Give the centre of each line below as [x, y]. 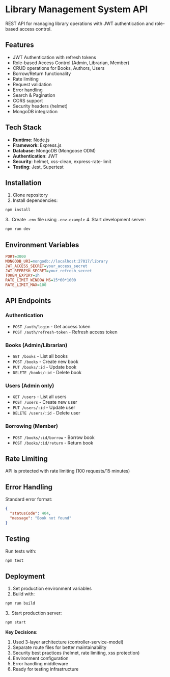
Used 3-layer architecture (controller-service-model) [68, 642]
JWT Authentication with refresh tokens [54, 57]
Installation [23, 183]
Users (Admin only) [30, 385]
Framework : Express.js [37, 145]
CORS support [28, 100]
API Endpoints [28, 301]
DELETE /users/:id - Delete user [46, 413]
